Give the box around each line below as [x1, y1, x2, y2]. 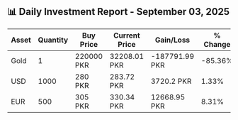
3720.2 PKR [150, 76, 192, 86]
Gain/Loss [154, 35, 191, 45]
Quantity [38, 35, 69, 45]
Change [203, 39, 231, 49]
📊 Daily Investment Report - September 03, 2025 [7, 6, 230, 18]
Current [113, 31, 140, 40]
